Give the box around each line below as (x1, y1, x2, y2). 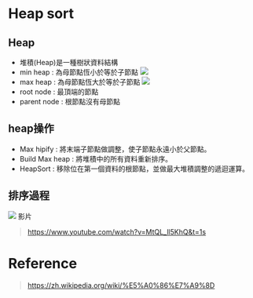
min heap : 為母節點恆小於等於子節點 (19, 67, 139, 77)
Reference (8, 254, 77, 272)
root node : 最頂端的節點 (19, 87, 99, 96)
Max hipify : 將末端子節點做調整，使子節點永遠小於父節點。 (19, 144, 211, 154)
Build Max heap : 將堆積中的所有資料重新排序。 (19, 154, 173, 163)
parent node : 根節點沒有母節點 (19, 97, 120, 106)
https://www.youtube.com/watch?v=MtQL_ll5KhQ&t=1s (27, 227, 207, 236)
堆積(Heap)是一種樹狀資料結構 (19, 58, 119, 67)
